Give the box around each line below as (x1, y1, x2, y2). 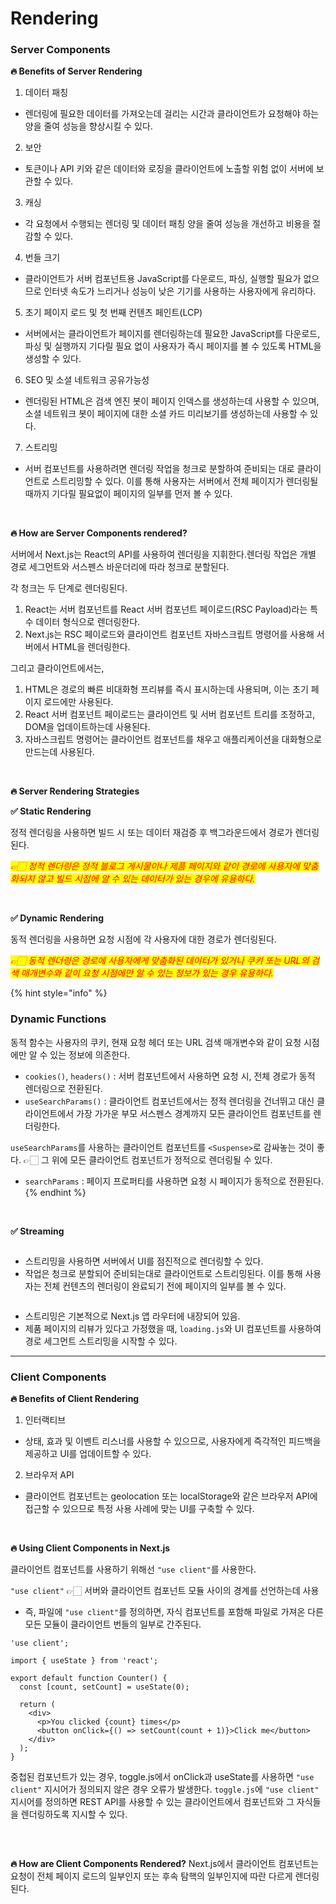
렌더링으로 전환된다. (24, 1082, 103, 1094)
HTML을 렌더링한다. (51, 641, 131, 653)
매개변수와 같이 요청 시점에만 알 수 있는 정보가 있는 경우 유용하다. (20, 967, 274, 979)
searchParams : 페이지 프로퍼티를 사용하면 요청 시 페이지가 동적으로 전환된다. (24, 1175, 324, 1187)
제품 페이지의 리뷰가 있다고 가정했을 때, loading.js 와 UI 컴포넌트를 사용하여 (24, 1322, 322, 1334)
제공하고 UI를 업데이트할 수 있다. (24, 1448, 152, 1460)
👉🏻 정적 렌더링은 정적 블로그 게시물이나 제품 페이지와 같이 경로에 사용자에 (10, 860, 300, 872)
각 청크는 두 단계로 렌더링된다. (10, 582, 128, 594)
